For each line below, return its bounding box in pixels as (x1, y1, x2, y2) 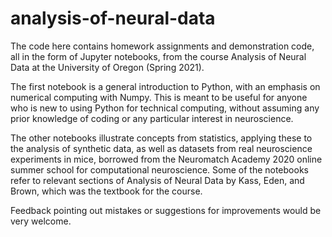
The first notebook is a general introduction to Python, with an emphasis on (10, 80, 321, 92)
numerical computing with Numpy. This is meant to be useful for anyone (10, 91, 308, 103)
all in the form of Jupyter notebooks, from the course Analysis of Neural (10, 50, 307, 62)
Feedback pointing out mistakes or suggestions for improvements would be (10, 204, 322, 216)
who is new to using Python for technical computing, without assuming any (10, 102, 320, 114)
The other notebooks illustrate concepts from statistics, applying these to (10, 132, 313, 144)
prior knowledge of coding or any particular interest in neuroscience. (10, 112, 294, 124)
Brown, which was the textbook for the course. (10, 185, 203, 197)
